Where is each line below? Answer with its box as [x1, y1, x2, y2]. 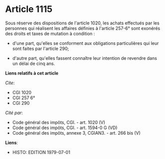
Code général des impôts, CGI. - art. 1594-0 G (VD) [12, 125, 118, 131]
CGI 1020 [12, 89, 32, 95]
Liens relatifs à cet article [5, 70, 59, 76]
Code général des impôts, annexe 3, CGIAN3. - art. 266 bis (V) [12, 130, 141, 136]
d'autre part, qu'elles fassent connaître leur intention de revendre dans [12, 55, 158, 61]
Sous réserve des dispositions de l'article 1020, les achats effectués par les [5, 20, 160, 26]
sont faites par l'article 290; [12, 45, 69, 51]
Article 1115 [5, 3, 53, 15]
